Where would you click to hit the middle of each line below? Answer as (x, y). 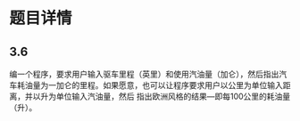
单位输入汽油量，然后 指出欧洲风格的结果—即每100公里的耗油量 (173, 96)
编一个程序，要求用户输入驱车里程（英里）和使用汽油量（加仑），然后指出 (144, 74)
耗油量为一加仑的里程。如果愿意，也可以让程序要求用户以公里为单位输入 (150, 85)
